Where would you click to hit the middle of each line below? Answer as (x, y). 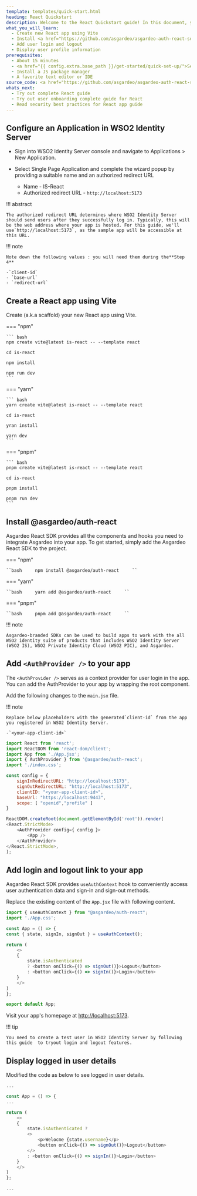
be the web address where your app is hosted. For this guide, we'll (93, 225)
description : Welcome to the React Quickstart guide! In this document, (97, 22)
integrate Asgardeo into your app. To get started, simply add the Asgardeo (96, 542)
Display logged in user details (61, 1061)
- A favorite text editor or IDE (52, 77)
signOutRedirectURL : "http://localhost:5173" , (74, 786)
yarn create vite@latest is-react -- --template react (74, 405)
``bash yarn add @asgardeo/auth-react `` (68, 592)
